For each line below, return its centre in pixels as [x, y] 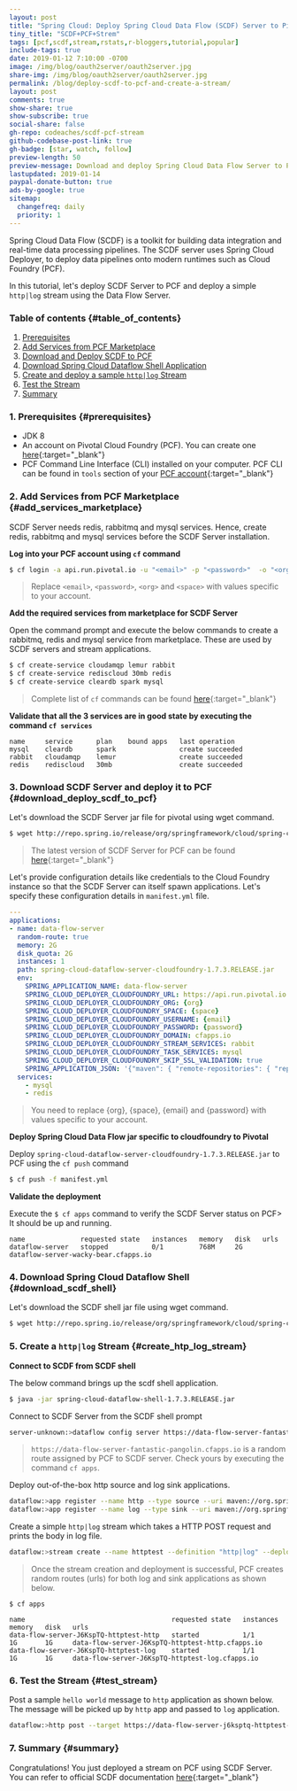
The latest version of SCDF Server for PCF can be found [133, 850]
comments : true [37, 100]
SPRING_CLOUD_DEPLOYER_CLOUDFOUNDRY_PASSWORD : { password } [134, 1027]
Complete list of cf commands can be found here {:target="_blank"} [153, 699]
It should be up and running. [61, 1223]
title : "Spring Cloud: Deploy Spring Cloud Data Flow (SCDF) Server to [144, 26]
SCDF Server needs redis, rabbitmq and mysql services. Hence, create [138, 527]
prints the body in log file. [56, 1536]
